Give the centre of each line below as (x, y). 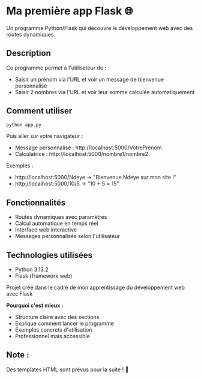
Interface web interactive (46, 230)
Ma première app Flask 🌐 (70, 11)
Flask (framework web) (43, 276)
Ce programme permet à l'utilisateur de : (56, 68)
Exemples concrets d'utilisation (53, 330)
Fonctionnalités (36, 202)
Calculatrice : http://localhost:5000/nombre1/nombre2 (82, 154)
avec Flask (19, 294)
